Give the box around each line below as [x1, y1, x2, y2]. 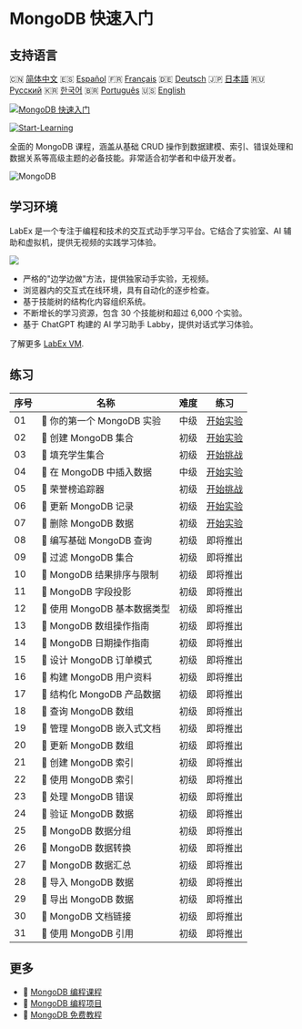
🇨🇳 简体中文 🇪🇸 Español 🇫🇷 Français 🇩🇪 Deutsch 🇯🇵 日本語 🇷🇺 [9, 74, 266, 84]
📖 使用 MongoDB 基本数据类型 [41, 602, 171, 615]
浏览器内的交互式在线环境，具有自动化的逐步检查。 [22, 284, 215, 295]
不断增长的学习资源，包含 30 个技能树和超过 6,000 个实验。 [22, 307, 247, 318]
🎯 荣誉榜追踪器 [41, 482, 105, 495]
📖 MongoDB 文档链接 [41, 910, 132, 922]
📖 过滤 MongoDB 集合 [41, 551, 135, 563]
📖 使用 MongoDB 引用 [41, 927, 135, 940]
